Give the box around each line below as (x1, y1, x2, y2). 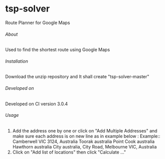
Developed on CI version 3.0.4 (5, 101, 68, 107)
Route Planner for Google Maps (5, 20, 70, 26)
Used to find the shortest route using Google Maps (5, 47, 110, 53)
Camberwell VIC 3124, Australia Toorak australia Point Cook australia (12, 138, 155, 144)
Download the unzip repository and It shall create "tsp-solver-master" (5, 74, 149, 80)
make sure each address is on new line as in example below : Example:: (12, 133, 160, 139)
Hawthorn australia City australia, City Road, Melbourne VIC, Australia (12, 143, 157, 149)
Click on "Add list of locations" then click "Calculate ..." (12, 149, 126, 155)
